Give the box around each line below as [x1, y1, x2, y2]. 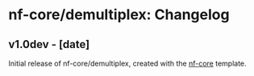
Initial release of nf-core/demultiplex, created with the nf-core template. [8, 58, 248, 68]
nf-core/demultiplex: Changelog [8, 6, 230, 24]
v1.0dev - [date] [8, 38, 90, 51]
